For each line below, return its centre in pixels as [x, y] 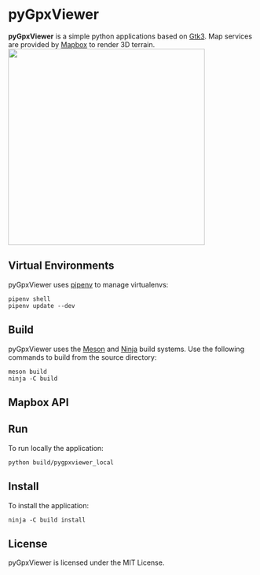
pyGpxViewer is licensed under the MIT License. [86, 562]
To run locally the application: [56, 448]
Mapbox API [38, 402]
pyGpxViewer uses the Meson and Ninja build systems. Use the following [126, 349]
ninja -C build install [47, 520]
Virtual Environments [61, 266]
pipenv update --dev [42, 306]
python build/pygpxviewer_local [61, 462]
